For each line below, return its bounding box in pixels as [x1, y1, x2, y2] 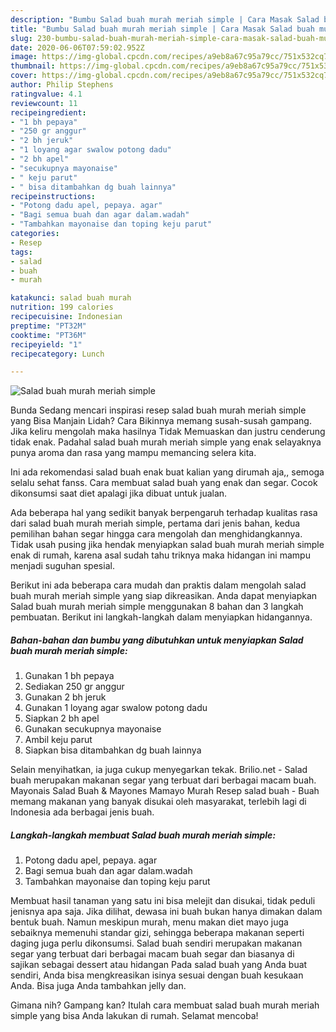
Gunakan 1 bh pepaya [24, 670, 115, 682]
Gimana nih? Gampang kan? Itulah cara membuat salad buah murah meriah [10, 999, 320, 1011]
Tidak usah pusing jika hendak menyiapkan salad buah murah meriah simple [10, 539, 325, 551]
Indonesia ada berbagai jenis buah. [10, 806, 155, 818]
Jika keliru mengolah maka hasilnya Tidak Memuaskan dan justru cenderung [10, 426, 326, 438]
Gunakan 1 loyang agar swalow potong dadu [24, 702, 208, 714]
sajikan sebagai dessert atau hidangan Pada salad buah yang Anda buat [10, 959, 308, 971]
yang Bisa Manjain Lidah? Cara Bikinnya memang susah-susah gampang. [10, 415, 312, 427]
